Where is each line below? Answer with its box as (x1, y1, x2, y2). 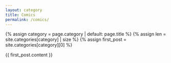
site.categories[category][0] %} (5, 42, 73, 48)
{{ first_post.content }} (5, 52, 53, 58)
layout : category (5, 7, 42, 13)
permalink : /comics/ (5, 17, 50, 22)
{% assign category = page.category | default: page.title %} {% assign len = (5, 31, 166, 37)
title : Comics (5, 12, 36, 17)
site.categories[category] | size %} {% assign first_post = (5, 36, 127, 43)
